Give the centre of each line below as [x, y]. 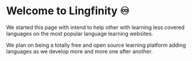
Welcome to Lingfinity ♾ [68, 11]
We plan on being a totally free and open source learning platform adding [96, 45]
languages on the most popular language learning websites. [80, 33]
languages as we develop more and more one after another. [80, 51]
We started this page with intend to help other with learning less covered [95, 27]
